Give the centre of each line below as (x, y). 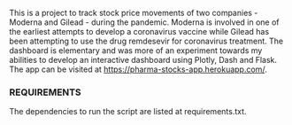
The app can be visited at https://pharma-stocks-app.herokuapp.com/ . (138, 69)
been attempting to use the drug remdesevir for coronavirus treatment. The (146, 41)
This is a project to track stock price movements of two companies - (134, 13)
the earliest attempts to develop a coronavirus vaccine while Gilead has (139, 31)
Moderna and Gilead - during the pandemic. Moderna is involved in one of (145, 22)
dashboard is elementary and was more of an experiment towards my (136, 51)
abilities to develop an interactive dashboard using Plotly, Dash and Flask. (143, 60)
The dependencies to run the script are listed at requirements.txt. (128, 112)
